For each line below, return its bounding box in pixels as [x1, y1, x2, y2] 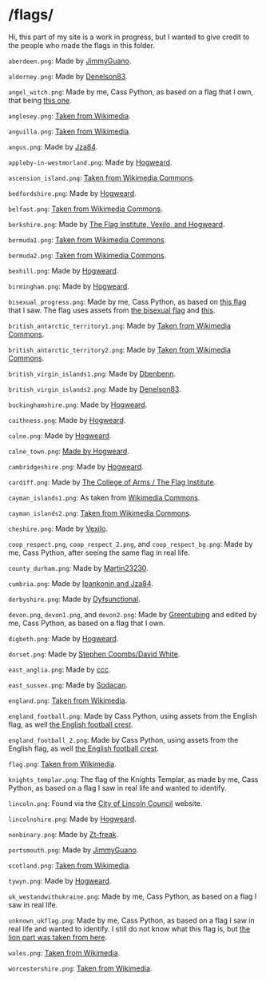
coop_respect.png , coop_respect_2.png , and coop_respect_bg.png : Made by [8, 539, 253, 548]
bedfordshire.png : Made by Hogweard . [8, 188, 137, 197]
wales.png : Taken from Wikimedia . [8, 947, 121, 957]
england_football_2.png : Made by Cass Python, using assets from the [8, 735, 239, 744]
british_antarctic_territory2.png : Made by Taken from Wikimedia [8, 345, 232, 354]
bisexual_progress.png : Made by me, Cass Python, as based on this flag [8, 297, 247, 306]
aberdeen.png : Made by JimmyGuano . [8, 56, 132, 66]
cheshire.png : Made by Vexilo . [8, 524, 108, 533]
